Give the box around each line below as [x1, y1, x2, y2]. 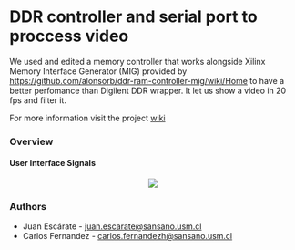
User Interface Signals [9, 158, 96, 169]
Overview [9, 135, 54, 148]
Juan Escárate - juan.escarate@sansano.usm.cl [22, 221, 202, 232]
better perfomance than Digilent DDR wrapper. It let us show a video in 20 [9, 85, 287, 96]
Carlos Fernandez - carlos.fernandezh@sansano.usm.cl [22, 231, 233, 242]
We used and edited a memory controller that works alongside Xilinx [9, 56, 266, 67]
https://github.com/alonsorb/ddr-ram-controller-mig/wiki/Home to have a [9, 75, 285, 86]
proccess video [9, 26, 129, 47]
